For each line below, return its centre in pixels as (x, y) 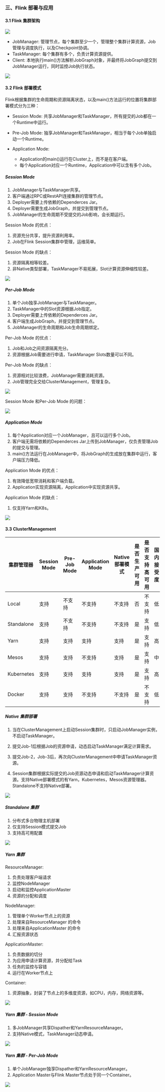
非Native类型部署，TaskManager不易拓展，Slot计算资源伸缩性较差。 (82, 269)
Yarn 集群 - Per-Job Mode (32, 1055)
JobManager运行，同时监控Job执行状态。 (55, 66)
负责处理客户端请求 (32, 877)
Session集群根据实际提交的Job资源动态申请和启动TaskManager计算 (81, 773)
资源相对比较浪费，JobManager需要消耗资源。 (59, 375)
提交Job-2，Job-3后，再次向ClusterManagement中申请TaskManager (82, 757)
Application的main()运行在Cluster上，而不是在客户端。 (75, 159)
